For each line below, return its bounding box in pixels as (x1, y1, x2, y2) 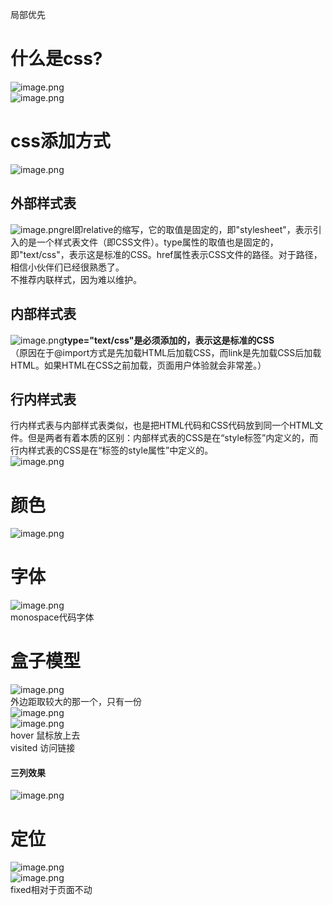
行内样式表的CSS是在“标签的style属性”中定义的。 (10, 444, 214, 457)
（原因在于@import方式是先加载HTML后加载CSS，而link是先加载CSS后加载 (10, 346, 322, 358)
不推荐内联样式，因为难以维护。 (10, 273, 142, 285)
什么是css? (10, 48, 103, 70)
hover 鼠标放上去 (10, 729, 81, 742)
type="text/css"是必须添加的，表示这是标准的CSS (63, 334, 275, 346)
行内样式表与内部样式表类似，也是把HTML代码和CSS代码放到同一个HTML (10, 419, 315, 432)
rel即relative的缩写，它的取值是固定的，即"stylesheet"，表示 (63, 223, 313, 235)
